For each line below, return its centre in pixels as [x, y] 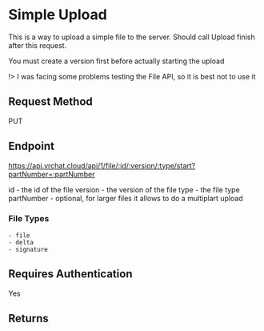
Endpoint [31, 146]
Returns [29, 319]
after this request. [38, 45]
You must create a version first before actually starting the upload [116, 61]
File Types [29, 219]
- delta [21, 242]
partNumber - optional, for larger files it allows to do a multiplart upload [126, 198]
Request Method [51, 102]
